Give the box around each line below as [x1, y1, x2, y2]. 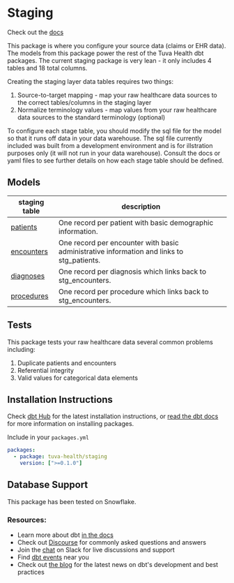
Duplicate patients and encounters [17, 358, 117, 367]
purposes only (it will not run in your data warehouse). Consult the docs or [7, 149, 221, 157]
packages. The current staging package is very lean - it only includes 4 [7, 56, 212, 64]
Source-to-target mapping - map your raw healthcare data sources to [17, 91, 217, 99]
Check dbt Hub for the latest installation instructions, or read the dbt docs [7, 412, 219, 420]
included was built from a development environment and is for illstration [7, 141, 214, 149]
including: [7, 345, 36, 353]
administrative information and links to [58, 246, 183, 256]
